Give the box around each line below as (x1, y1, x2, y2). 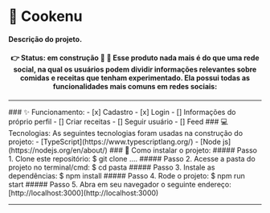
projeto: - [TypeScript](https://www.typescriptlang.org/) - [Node (8, 137, 221, 146)
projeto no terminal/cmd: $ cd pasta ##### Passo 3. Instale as (8, 162, 215, 172)
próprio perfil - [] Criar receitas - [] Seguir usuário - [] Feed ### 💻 (8, 117, 229, 126)
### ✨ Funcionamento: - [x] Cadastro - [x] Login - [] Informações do (8, 107, 236, 117)
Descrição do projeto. (8, 34, 83, 43)
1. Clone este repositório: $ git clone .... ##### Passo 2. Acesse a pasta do (8, 154, 256, 163)
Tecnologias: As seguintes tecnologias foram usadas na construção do (8, 128, 243, 137)
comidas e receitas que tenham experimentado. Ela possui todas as (19, 73, 251, 83)
